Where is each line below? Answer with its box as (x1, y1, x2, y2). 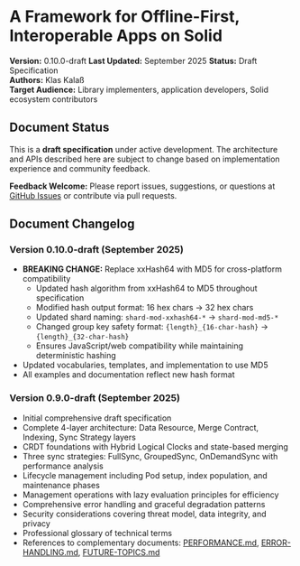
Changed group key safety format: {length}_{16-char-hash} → (35, 321, 268, 332)
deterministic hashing (35, 350, 117, 361)
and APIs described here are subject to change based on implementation (9, 153, 281, 164)
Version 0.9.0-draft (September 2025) (9, 392, 180, 404)
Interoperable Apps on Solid (9, 25, 223, 46)
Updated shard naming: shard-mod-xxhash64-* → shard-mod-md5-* (35, 311, 279, 322)
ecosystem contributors (9, 93, 98, 105)
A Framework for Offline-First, (9, 6, 241, 27)
